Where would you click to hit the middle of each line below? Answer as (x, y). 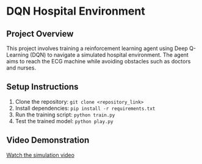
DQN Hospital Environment (76, 11)
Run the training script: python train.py (65, 115)
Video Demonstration (48, 141)
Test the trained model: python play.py (64, 121)
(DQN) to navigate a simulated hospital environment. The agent (110, 55)
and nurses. (21, 68)
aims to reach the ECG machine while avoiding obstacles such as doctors (99, 61)
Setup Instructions (42, 87)
